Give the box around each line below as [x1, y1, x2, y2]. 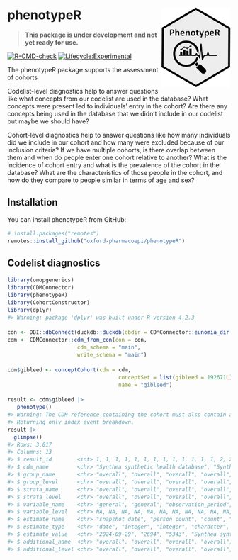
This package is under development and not [24, 30, 157, 39]
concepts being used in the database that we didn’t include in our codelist [7, 109, 223, 118]
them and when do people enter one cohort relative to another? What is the [7, 153, 227, 162]
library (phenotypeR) [7, 291, 69, 299]
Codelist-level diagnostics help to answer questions [7, 86, 159, 95]
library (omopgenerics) [7, 276, 74, 284]
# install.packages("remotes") [7, 230, 100, 237]
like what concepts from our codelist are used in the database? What [7, 94, 208, 103]
